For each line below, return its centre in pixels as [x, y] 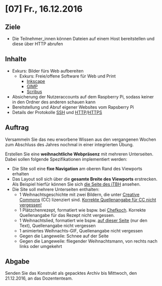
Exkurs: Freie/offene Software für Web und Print [67, 76]
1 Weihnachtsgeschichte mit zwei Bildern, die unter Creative [79, 194]
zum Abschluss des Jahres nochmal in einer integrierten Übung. [69, 144]
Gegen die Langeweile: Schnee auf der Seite [64, 236]
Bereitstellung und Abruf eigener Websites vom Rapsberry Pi [73, 107]
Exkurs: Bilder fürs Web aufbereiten [48, 71]
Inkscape [36, 81]
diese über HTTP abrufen [37, 44]
